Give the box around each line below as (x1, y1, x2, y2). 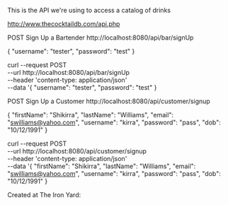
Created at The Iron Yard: (7, 191, 81, 199)
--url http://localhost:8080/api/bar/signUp (7, 69, 130, 76)
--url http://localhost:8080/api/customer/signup (7, 147, 147, 155)
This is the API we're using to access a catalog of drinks (7, 6, 171, 14)
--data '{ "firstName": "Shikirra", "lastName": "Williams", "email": (7, 162, 196, 170)
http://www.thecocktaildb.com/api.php (7, 20, 120, 28)
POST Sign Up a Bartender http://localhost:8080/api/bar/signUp (7, 33, 194, 42)
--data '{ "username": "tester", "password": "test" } (7, 83, 157, 91)
